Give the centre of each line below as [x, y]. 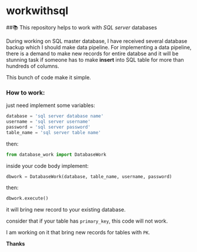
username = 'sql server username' [49, 122]
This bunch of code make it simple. [49, 77]
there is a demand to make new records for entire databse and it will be [92, 53]
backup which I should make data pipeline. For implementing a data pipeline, [99, 47]
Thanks [16, 244]
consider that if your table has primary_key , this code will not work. [87, 221]
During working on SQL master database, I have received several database [97, 41]
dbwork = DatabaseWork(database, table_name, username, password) [89, 177]
